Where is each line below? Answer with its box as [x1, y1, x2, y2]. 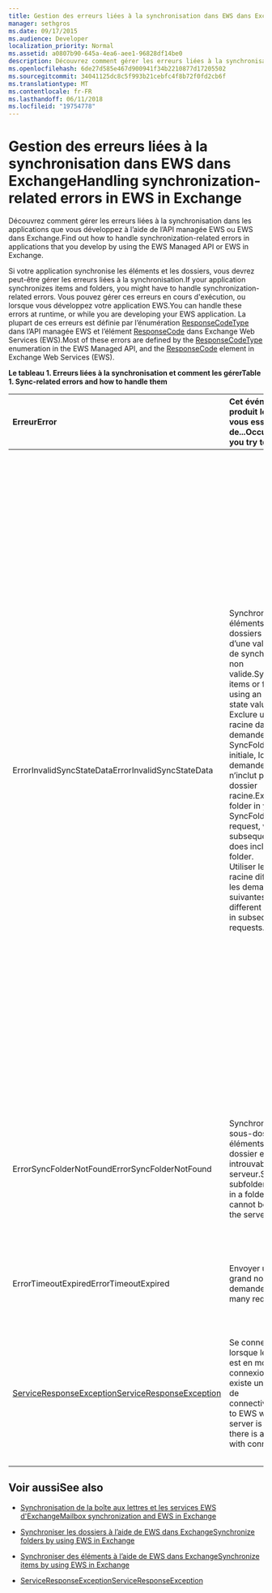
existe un [229, 1377, 264, 1388]
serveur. [229, 1169, 261, 1180]
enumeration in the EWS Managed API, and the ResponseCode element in [8, 344, 255, 354]
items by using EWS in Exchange [19, 1560, 130, 1569]
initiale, [229, 750, 257, 761]
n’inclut [229, 770, 257, 781]
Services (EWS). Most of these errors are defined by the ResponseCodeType [8, 335, 263, 345]
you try [229, 437, 257, 448]
